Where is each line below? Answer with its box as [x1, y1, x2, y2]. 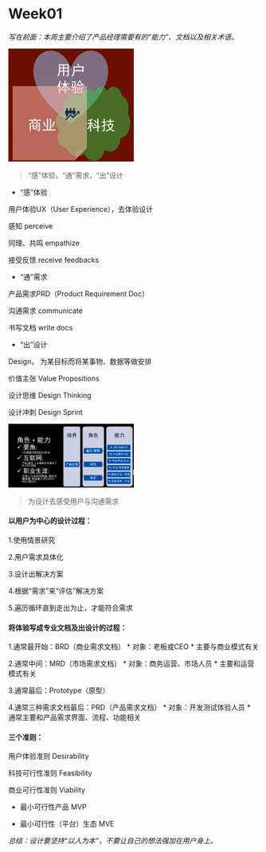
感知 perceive [8, 221, 53, 231]
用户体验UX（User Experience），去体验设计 [8, 205, 154, 214]
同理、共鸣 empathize [8, 238, 80, 248]
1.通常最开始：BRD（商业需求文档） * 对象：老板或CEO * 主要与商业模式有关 [8, 642, 260, 651]
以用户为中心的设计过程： [8, 516, 92, 526]
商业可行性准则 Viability [8, 785, 86, 795]
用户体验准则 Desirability [8, 752, 89, 761]
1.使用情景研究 [8, 535, 56, 545]
